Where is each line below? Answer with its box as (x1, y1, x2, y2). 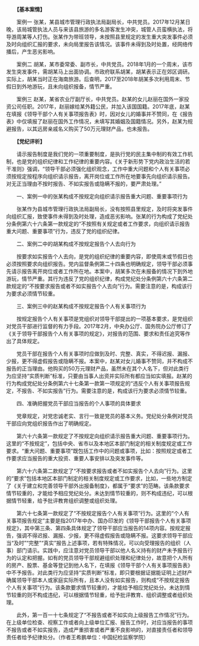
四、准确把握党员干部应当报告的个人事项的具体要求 (16, 400, 141, 407)
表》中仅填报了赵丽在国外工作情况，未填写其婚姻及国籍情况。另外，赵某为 (6, 118, 188, 125)
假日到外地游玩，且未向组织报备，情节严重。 (6, 83, 115, 90)
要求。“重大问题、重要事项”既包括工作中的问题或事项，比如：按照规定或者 (6, 448, 188, 454)
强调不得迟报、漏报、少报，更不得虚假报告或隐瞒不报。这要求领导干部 (16, 532, 188, 539)
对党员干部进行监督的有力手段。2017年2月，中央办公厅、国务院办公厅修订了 (6, 323, 192, 330)
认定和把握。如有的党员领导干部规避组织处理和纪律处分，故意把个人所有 (16, 555, 193, 561)
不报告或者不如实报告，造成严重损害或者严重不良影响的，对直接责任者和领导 (6, 626, 193, 633)
